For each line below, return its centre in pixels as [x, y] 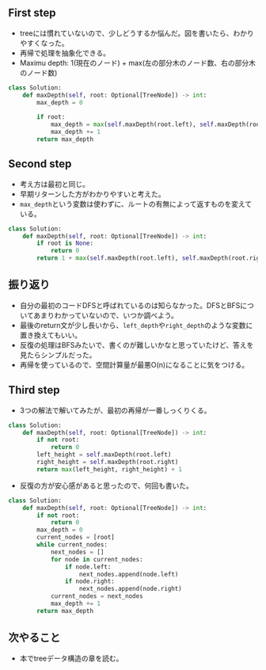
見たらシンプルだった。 [58, 355]
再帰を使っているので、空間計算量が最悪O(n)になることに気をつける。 [134, 364]
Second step [40, 164]
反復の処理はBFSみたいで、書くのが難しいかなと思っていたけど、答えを [137, 345]
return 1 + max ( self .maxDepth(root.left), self [116, 258]
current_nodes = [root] [76, 538]
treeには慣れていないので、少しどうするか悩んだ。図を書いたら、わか [133, 33]
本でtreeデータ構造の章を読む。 [71, 658]
